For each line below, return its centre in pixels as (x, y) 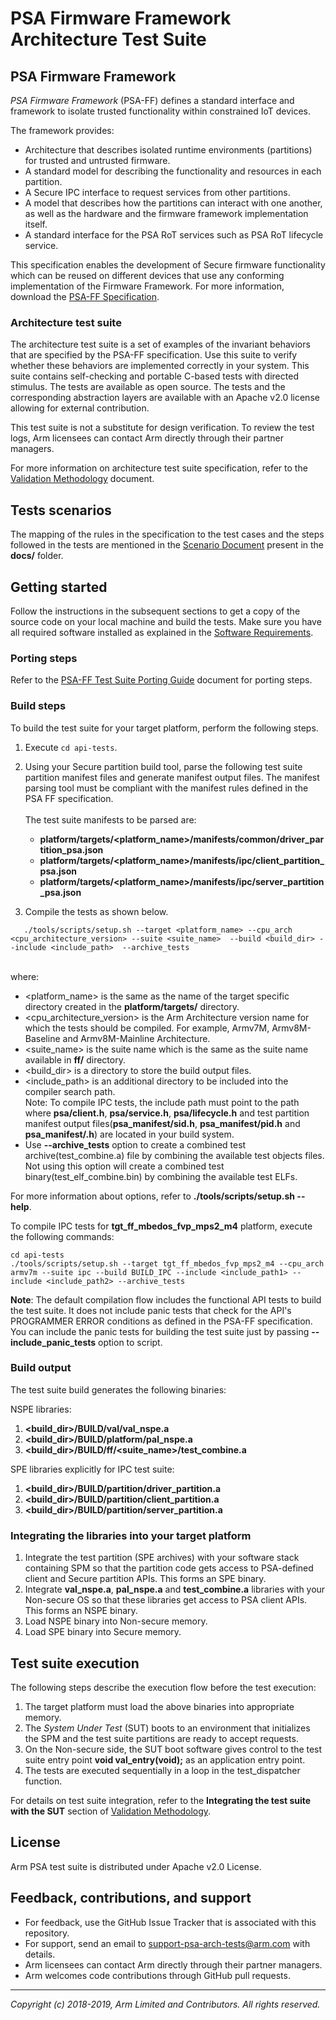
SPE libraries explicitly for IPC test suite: (92, 1469)
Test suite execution (75, 1663)
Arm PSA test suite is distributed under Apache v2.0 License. (136, 1866)
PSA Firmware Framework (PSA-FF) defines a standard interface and (152, 100)
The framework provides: (62, 130)
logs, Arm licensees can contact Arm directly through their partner (147, 438)
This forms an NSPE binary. (81, 1611)
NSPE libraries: (41, 1409)
